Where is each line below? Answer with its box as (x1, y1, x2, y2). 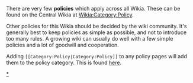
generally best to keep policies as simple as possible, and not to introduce (6, 29, 187, 36)
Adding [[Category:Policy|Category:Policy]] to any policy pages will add (6, 53, 188, 59)
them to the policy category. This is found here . (6, 59, 122, 66)
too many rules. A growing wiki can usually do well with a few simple (6, 35, 173, 42)
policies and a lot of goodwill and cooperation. (6, 41, 120, 48)
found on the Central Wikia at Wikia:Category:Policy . (6, 11, 134, 18)
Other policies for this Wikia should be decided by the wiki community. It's (6, 23, 187, 29)
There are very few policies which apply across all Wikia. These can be (6, 5, 181, 12)
